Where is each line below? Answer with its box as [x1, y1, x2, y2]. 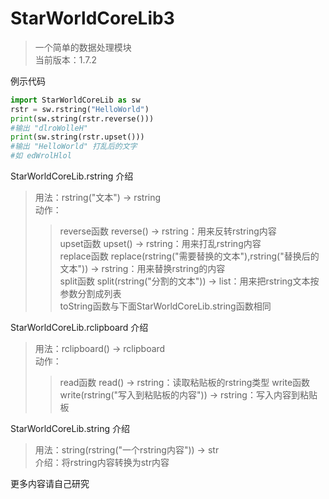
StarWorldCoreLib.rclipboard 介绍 [10, 322, 149, 334]
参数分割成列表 [59, 288, 122, 300]
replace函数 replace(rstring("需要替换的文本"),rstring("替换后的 [59, 250, 320, 262]
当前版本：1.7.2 [34, 53, 98, 66]
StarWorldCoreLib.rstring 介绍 [10, 170, 134, 182]
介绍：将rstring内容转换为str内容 [34, 457, 170, 469]
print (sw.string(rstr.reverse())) [10, 113, 155, 124]
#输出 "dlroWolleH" [10, 123, 89, 133]
